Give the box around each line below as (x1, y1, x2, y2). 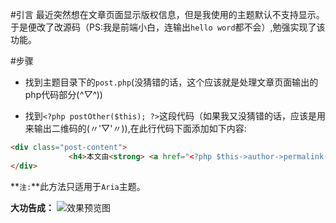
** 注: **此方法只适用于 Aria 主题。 (10, 180, 146, 192)
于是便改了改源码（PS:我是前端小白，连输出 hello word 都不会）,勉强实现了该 (10, 21, 326, 33)
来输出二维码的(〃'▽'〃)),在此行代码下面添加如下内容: (24, 123, 247, 134)
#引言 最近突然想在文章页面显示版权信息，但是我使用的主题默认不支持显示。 (10, 9, 325, 20)
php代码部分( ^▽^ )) (24, 89, 103, 100)
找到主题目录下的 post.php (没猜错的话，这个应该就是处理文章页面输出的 (24, 76, 319, 88)
